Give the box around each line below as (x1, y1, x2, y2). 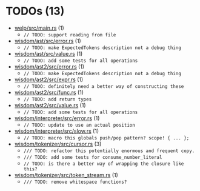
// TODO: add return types (23, 96, 92, 102)
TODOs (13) (5, 4, 65, 18)
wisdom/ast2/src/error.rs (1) (14, 62, 85, 70)
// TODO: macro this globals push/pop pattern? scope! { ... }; (23, 135, 190, 141)
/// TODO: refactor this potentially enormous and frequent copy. (23, 147, 195, 154)
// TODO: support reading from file (23, 32, 116, 38)
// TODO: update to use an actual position (23, 122, 136, 128)
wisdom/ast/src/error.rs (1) (14, 37, 81, 44)
